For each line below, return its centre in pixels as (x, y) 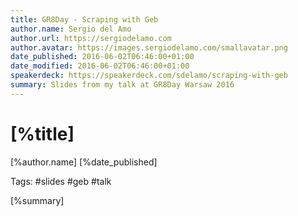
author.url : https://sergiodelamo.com (91, 38)
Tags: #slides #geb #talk (61, 181)
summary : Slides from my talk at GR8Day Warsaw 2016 (122, 85)
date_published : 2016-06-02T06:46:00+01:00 (102, 57)
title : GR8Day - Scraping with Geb (84, 19)
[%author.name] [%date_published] (84, 162)
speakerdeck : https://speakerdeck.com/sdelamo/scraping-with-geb (149, 76)
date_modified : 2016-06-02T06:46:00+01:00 (100, 66)
